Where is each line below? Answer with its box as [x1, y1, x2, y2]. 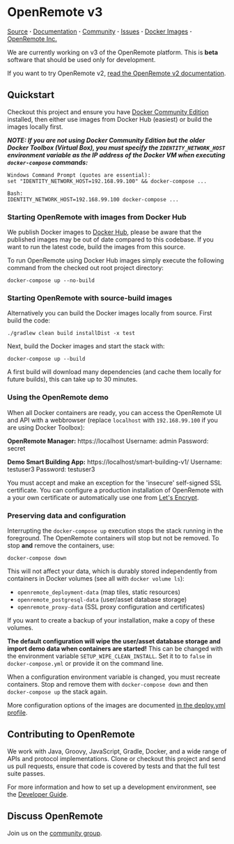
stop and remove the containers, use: [7, 541, 115, 549]
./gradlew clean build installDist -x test [7, 330, 136, 337]
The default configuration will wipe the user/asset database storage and [7, 636, 221, 645]
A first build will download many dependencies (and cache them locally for [7, 368, 221, 376]
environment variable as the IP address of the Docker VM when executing [7, 150, 226, 159]
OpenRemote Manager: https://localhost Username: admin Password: [7, 437, 209, 445]
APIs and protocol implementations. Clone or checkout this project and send [7, 754, 226, 763]
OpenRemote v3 [7, 4, 103, 20]
